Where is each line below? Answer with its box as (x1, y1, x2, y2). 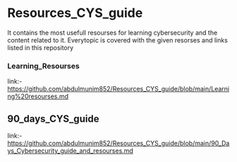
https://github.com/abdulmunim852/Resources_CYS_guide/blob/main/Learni (7, 85, 230, 93)
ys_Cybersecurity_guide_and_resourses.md (7, 146, 134, 155)
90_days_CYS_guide (7, 112, 99, 125)
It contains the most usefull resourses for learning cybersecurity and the (7, 28, 218, 37)
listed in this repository (7, 43, 74, 52)
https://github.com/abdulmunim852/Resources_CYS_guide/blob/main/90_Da (7, 139, 230, 148)
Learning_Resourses (7, 61, 80, 71)
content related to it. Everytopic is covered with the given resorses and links (7, 35, 228, 44)
